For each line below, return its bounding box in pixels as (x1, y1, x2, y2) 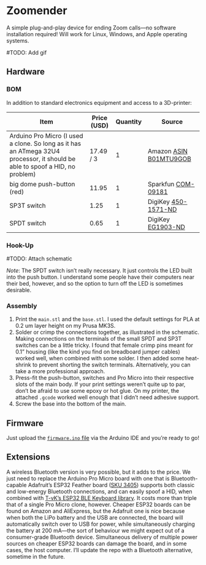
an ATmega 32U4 (9, 146, 60, 155)
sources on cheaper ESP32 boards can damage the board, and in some (6, 540, 187, 547)
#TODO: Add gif (6, 48, 47, 56)
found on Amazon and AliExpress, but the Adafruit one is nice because (6, 507, 185, 515)
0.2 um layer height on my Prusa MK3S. (15, 322, 116, 330)
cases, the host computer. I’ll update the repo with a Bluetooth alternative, (6, 546, 193, 553)
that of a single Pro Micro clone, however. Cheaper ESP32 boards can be (6, 501, 191, 508)
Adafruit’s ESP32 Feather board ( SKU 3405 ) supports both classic (28, 481, 195, 488)
